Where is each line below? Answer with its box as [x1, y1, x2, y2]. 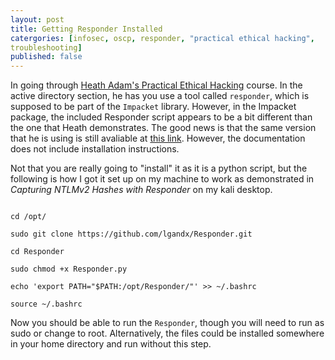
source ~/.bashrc [10, 299, 83, 310]
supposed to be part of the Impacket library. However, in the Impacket [10, 101, 297, 113]
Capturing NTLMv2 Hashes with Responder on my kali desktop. [10, 184, 273, 196]
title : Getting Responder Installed [10, 24, 163, 34]
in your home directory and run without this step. [10, 338, 212, 350]
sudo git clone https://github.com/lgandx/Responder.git [10, 229, 253, 240]
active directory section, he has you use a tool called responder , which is [10, 90, 310, 102]
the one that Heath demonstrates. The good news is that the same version [10, 122, 317, 134]
